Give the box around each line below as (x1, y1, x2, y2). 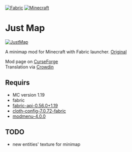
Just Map (5, 23, 45, 34)
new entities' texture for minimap (12, 141, 81, 147)
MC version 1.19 (12, 92, 45, 98)
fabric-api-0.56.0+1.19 (12, 102, 58, 108)
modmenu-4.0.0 (12, 113, 46, 119)
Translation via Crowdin (5, 63, 54, 70)
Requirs (5, 79, 30, 87)
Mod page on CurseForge (5, 58, 58, 64)
